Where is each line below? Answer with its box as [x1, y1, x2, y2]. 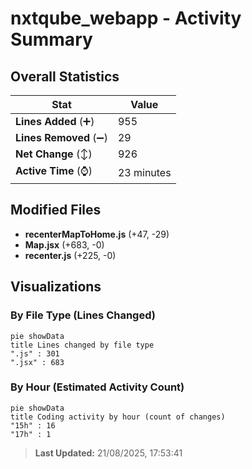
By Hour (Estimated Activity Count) [10, 380, 185, 394]
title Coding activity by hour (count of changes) [10, 412, 226, 422]
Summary [10, 28, 93, 51]
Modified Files [10, 202, 102, 219]
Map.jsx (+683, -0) [24, 238, 105, 251]
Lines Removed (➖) [15, 131, 108, 144]
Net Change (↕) [15, 147, 93, 161]
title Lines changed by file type [10, 340, 155, 350]
